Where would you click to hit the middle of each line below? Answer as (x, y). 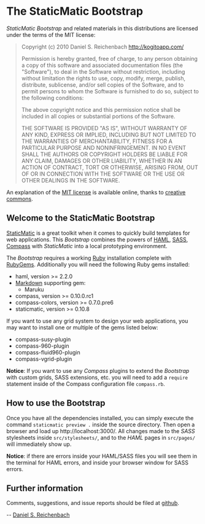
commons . (20, 198)
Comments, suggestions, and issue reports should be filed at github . (93, 503)
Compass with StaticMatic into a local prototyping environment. (87, 246)
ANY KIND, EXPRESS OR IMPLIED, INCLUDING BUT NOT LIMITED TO (109, 135)
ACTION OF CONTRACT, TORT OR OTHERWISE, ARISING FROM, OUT (110, 167)
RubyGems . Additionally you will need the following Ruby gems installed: (98, 264)
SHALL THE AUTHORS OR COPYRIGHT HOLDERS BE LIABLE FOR (104, 154)
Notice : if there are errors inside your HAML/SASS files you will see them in (102, 456)
